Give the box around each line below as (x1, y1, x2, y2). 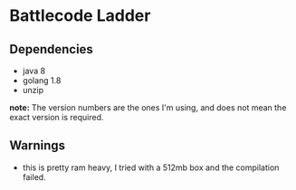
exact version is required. (9, 112, 104, 122)
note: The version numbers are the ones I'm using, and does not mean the (9, 102, 287, 113)
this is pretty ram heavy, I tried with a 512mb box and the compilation (22, 162, 280, 173)
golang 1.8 (22, 75, 62, 86)
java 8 (22, 65, 46, 76)
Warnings (9, 138, 66, 154)
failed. (22, 171, 47, 182)
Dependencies (9, 42, 93, 57)
